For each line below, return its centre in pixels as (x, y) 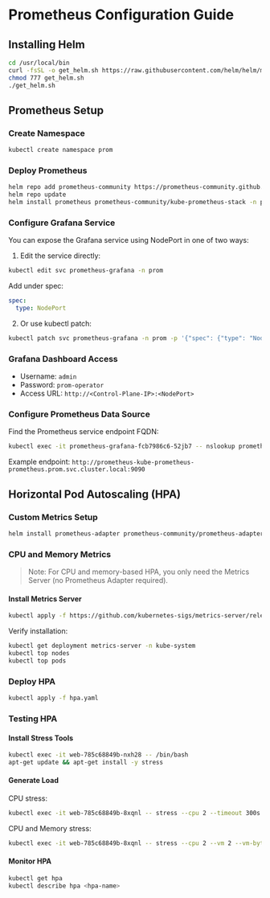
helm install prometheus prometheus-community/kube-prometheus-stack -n (133, 203)
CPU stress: (28, 798)
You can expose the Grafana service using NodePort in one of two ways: (129, 240)
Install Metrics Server (45, 599)
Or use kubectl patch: (56, 323)
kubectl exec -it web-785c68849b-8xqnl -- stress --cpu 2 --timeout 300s (135, 814)
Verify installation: (38, 631)
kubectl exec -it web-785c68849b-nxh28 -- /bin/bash (98, 755)
